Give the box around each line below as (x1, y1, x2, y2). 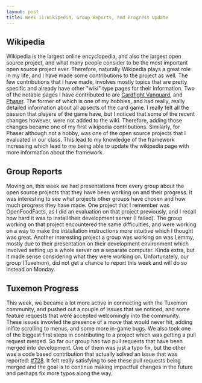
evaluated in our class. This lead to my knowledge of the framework (6, 136, 175, 144)
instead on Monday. (6, 266, 55, 273)
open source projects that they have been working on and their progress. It (6, 189, 193, 196)
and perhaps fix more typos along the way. (6, 369, 113, 377)
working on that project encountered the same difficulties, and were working (6, 221, 197, 228)
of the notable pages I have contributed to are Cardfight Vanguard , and (6, 91, 183, 98)
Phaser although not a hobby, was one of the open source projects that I (6, 130, 186, 137)
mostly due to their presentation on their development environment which (6, 240, 189, 247)
